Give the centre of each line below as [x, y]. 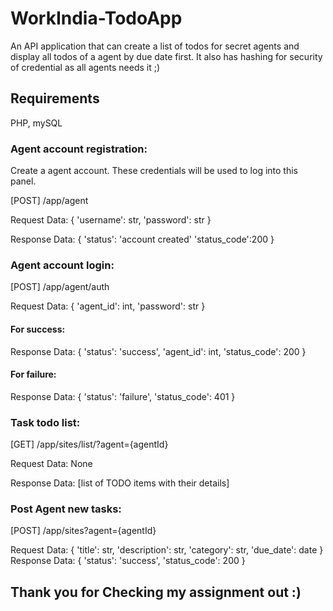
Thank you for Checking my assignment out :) [156, 592]
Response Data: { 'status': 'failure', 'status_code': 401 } [123, 396]
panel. [23, 181]
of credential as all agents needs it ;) [85, 67]
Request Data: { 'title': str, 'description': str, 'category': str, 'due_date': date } [167, 550]
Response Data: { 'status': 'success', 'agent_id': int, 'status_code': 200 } [158, 351]
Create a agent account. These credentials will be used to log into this [154, 171]
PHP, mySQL [36, 123]
